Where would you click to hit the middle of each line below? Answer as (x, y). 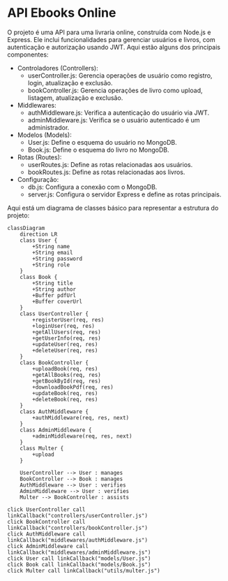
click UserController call (46, 509)
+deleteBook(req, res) (65, 399)
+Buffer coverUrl (57, 301)
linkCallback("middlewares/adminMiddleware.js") (79, 552)
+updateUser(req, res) (65, 344)
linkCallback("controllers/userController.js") (78, 515)
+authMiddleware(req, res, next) (81, 417)
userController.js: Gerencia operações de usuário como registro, (120, 76)
